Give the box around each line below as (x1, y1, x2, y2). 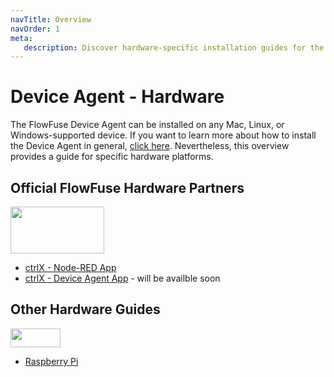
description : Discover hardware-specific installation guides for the (23, 42, 325, 53)
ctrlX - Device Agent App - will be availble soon (24, 272, 221, 284)
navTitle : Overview (10, 14, 92, 25)
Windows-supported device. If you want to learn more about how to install (10, 129, 317, 141)
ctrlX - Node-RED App (24, 262, 117, 273)
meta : (10, 33, 33, 43)
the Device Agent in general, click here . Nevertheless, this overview (10, 140, 290, 152)
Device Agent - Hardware (10, 86, 225, 108)
